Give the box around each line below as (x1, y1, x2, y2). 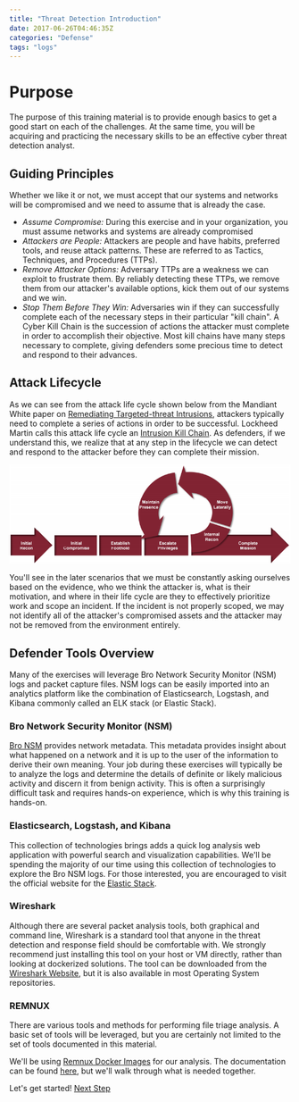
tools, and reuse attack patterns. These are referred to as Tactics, (21, 246, 264, 255)
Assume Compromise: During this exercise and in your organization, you (21, 217, 288, 227)
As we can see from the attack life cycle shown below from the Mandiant (9, 398, 278, 410)
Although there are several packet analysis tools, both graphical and (9, 920, 261, 931)
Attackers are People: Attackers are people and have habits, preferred (21, 236, 280, 246)
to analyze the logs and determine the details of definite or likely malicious (9, 769, 283, 780)
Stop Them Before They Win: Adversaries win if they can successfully (21, 302, 279, 313)
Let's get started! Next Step (9, 1083, 111, 1094)
